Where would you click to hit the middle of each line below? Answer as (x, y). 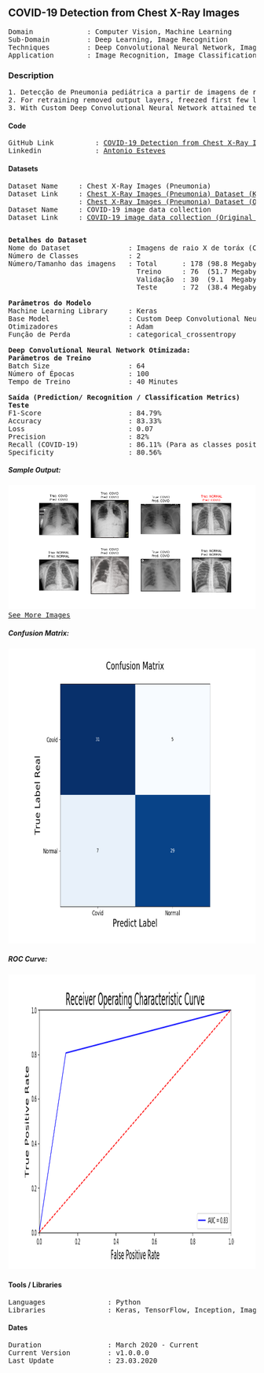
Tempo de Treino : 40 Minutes (93, 381)
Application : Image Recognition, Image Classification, (135, 55)
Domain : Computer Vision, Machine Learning (120, 31)
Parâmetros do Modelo (50, 303)
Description (31, 75)
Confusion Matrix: (38, 633)
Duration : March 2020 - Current (103, 1345)
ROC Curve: (28, 959)
